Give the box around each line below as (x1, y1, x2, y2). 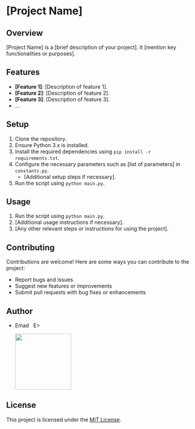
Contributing (6, 243, 55, 253)
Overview (6, 28, 44, 38)
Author (6, 306, 33, 316)
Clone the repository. (14, 135, 67, 142)
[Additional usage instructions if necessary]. (14, 219, 124, 226)
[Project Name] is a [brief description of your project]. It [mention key (6, 43, 177, 51)
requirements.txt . (14, 154, 60, 161)
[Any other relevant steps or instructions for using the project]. (14, 225, 169, 232)
